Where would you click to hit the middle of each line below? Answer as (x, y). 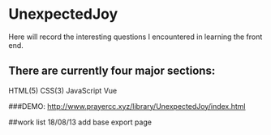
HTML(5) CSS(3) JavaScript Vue (63, 90)
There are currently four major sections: (112, 71)
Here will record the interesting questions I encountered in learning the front (135, 37)
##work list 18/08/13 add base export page (80, 122)
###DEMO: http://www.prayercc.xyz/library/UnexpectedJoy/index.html (127, 106)
